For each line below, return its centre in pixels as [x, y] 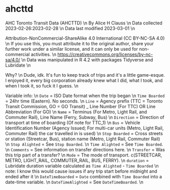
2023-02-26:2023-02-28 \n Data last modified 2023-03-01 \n [70, 28]
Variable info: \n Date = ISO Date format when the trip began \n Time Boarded [85, 96]
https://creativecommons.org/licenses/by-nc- [105, 54]
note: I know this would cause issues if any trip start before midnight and [81, 171]
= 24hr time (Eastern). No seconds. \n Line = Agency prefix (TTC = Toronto [84, 101]
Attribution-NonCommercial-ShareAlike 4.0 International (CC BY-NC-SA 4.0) [85, 38]
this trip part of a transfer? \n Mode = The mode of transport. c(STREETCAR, [84, 155]
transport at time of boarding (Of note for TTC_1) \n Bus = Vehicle [73, 122]
